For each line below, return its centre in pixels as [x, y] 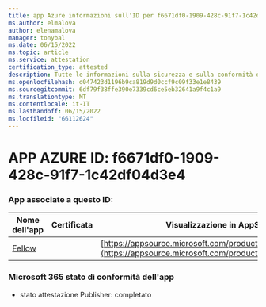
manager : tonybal [37, 38]
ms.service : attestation [49, 60]
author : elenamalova [42, 30]
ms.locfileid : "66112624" [51, 119]
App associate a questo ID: [61, 199]
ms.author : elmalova [42, 23]
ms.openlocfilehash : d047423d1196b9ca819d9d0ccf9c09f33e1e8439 [115, 82]
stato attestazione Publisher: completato [85, 294]
